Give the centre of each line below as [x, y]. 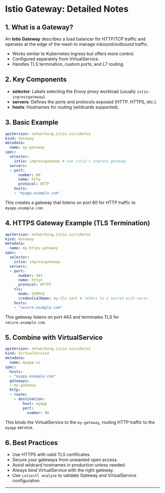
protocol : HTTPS [35, 285]
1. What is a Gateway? [39, 27]
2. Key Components [36, 80]
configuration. [26, 481]
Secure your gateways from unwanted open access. [65, 460]
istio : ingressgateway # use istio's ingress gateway [70, 161]
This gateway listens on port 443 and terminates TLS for [62, 317]
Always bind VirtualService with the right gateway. [63, 470]
